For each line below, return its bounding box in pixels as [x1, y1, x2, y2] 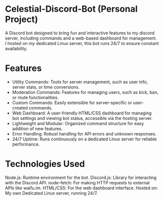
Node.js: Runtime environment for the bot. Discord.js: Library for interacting [5, 175, 157, 180]
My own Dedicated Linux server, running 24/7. [5, 190, 98, 196]
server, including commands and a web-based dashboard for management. [5, 35, 157, 41]
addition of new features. [12, 126, 63, 132]
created [12, 105, 28, 111]
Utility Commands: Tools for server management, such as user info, [12, 79, 148, 85]
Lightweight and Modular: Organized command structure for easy [12, 120, 144, 126]
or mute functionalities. [12, 94, 59, 100]
